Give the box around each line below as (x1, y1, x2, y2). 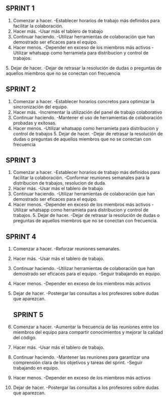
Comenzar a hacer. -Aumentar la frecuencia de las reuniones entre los (13, 324, 159, 330)
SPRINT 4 (6, 232, 37, 241)
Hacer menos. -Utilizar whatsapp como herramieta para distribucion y (13, 125, 159, 131)
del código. (13, 335, 37, 341)
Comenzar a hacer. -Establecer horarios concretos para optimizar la (13, 98, 155, 104)
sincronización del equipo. (13, 104, 68, 110)
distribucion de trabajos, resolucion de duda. (13, 180, 106, 186)
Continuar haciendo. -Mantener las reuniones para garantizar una (13, 354, 150, 361)
